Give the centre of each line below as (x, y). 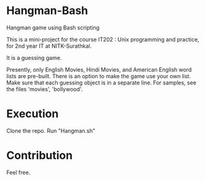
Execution (33, 114)
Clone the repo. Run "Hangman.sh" (51, 131)
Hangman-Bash (47, 11)
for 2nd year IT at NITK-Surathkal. (49, 46)
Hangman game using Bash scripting (53, 28)
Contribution (40, 156)
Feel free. (18, 172)
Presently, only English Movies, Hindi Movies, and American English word (99, 69)
